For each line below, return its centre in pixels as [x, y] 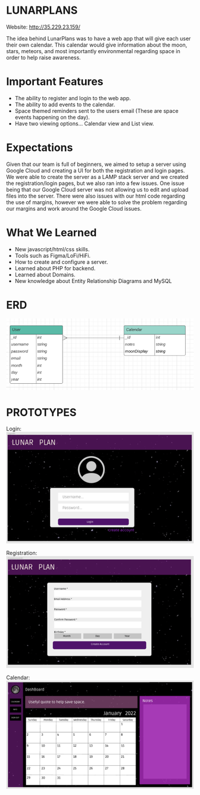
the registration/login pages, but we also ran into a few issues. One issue [95, 183]
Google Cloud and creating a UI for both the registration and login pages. [96, 170]
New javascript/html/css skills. [52, 249]
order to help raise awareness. [44, 57]
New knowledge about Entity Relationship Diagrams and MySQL [93, 281]
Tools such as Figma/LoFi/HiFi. [53, 255]
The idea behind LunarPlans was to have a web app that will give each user [99, 38]
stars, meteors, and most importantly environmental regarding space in [93, 51]
